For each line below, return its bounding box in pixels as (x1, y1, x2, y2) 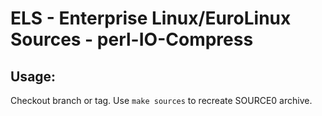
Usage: (10, 68, 57, 85)
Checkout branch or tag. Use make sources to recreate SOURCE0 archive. (10, 95, 313, 106)
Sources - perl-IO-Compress (10, 28, 254, 51)
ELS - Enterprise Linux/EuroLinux (10, 7, 292, 30)
